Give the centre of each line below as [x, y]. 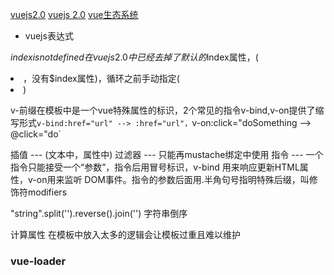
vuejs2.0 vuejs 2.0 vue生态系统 [74, 14]
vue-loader [38, 261]
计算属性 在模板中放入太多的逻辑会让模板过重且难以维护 [125, 234]
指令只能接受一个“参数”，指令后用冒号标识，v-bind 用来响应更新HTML [155, 167]
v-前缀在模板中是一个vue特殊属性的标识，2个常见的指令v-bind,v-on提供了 [163, 110]
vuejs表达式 [49, 36]
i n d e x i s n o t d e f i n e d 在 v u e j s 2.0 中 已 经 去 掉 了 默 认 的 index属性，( [134, 57]
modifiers [47, 192]
